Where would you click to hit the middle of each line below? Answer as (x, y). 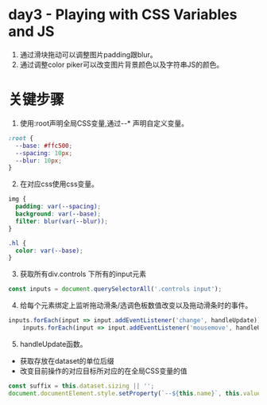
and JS (31, 31)
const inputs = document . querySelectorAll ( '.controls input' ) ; (115, 289)
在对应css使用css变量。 (59, 184)
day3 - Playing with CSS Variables (123, 15)
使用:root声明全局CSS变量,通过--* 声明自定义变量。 (104, 123)
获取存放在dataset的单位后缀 (67, 360)
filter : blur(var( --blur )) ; (62, 221)
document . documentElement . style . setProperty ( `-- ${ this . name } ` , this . (126, 393)
